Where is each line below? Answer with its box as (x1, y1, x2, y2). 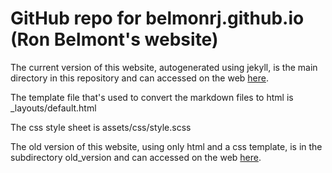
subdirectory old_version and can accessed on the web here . (10, 151, 262, 163)
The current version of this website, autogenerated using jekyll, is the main (10, 61, 318, 73)
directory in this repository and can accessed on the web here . (10, 72, 269, 84)
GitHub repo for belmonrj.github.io (10, 7, 305, 30)
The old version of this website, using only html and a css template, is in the (10, 140, 323, 152)
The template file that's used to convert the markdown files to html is (10, 91, 294, 103)
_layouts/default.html (10, 102, 97, 114)
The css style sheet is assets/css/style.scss (10, 121, 192, 133)
